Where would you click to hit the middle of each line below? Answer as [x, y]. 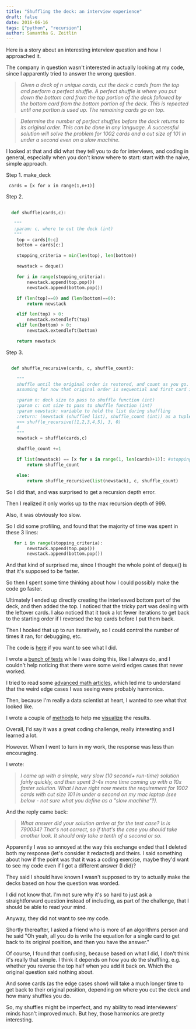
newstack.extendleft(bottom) [62, 331]
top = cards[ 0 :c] [38, 240]
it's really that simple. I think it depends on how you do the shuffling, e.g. [93, 960]
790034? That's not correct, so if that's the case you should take [99, 829]
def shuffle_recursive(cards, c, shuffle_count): [73, 368]
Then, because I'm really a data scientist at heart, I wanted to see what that [97, 701]
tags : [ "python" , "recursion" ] [44, 28]
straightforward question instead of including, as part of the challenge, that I [98, 901]
